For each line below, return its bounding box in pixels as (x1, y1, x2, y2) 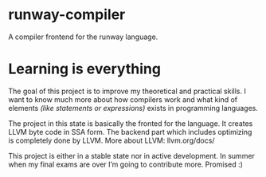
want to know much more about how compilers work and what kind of (8, 94, 238, 104)
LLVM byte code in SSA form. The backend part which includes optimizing (8, 127, 252, 136)
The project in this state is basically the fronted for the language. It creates (8, 118, 253, 128)
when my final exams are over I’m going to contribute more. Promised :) (8, 159, 243, 169)
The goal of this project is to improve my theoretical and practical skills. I (8, 86, 247, 96)
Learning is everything (8, 60, 162, 78)
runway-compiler (8, 6, 126, 24)
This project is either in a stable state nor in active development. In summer (8, 151, 255, 160)
